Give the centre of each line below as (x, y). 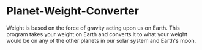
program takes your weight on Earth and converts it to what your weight (97, 34)
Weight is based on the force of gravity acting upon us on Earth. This (93, 28)
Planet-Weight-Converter (73, 11)
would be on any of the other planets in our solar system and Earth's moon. (101, 40)
